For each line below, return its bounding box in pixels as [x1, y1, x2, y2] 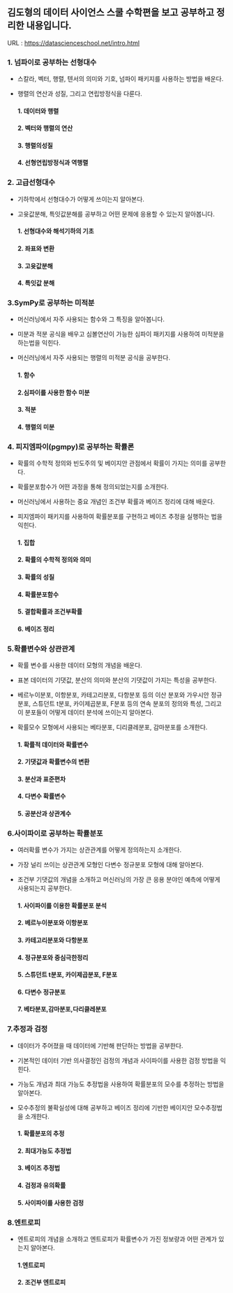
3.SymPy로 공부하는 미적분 [7, 298, 95, 308]
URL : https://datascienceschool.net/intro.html [7, 38, 140, 47]
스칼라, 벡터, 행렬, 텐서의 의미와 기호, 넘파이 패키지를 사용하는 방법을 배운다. [17, 75, 224, 83]
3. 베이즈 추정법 [17, 1164, 61, 1172]
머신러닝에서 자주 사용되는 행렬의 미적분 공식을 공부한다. [17, 353, 171, 362]
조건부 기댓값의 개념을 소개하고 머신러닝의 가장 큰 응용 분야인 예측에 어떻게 [17, 875, 221, 884]
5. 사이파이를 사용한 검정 [17, 1198, 84, 1206]
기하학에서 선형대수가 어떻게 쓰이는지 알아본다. [17, 195, 145, 203]
